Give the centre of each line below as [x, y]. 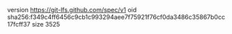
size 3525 [46, 24]
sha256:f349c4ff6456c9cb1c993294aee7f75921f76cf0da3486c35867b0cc [116, 17]
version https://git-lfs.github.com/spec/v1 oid [72, 10]
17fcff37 [19, 24]
